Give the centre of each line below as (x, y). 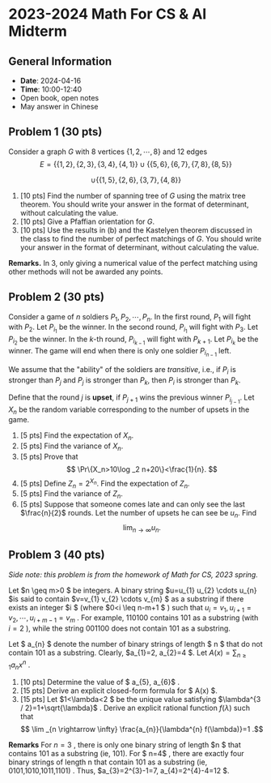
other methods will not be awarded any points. (86, 272)
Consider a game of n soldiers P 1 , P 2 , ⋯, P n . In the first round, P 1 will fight (129, 317)
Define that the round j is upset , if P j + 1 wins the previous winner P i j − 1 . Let (131, 399)
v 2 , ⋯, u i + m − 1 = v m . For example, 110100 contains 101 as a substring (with (133, 619)
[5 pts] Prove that (49, 456)
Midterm (38, 31)
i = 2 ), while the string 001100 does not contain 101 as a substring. (119, 628)
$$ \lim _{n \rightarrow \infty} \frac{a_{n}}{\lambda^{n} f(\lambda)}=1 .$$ (142, 730)
